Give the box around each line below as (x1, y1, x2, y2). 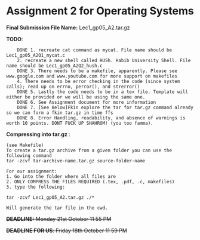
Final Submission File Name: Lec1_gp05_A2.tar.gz (6, 24, 130, 31)
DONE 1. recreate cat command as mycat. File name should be (17, 47, 172, 53)
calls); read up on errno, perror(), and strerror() (6, 84, 140, 90)
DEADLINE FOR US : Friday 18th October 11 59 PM (6, 227, 127, 234)
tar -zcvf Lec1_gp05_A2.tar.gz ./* (6, 194, 95, 201)
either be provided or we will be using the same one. (6, 94, 146, 100)
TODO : (6, 35, 23, 42)
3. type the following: (6, 184, 66, 190)
